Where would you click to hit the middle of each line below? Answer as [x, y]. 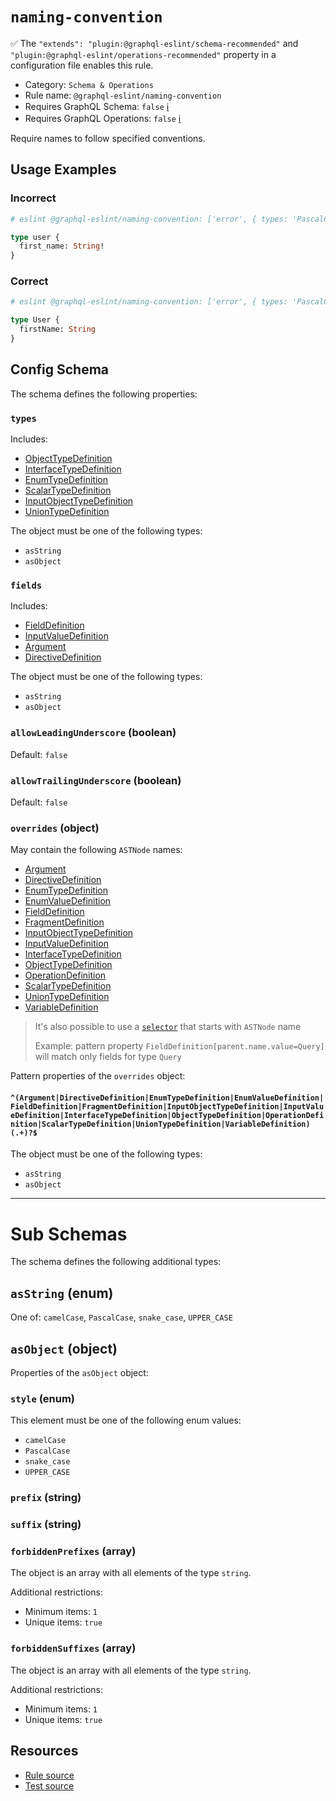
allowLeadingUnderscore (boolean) [93, 733]
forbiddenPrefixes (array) [73, 1551]
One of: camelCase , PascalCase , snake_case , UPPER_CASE [121, 1317]
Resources [44, 1751]
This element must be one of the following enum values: [126, 1420]
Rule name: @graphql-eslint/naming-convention [123, 95]
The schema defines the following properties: [104, 394]
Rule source [49, 1775]
